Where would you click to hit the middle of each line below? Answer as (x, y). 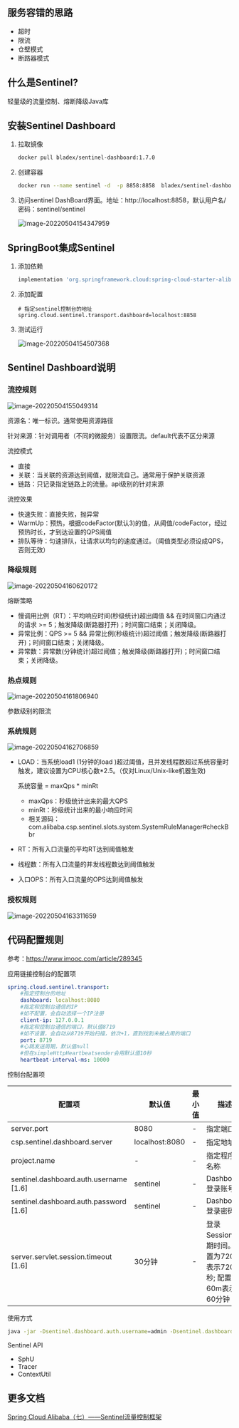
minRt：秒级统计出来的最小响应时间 (80, 810)
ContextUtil (34, 1374)
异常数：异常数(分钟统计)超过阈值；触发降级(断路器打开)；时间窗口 (116, 651)
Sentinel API (25, 1345)
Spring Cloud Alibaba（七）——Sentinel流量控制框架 (85, 1417)
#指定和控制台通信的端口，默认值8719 (68, 1027)
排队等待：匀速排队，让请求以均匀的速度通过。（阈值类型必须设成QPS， (122, 541)
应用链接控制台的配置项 (42, 973)
